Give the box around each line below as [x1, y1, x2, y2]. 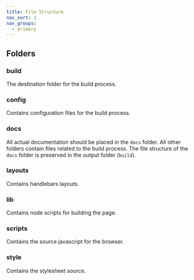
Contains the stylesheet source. [6, 267, 86, 274]
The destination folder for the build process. [6, 80, 117, 87]
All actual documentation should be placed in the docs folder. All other [6, 138, 181, 146]
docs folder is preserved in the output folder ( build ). [6, 151, 136, 159]
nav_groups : [6, 20, 36, 26]
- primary [12, 26, 36, 32]
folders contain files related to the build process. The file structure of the [6, 145, 189, 152]
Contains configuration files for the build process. [6, 109, 131, 117]
